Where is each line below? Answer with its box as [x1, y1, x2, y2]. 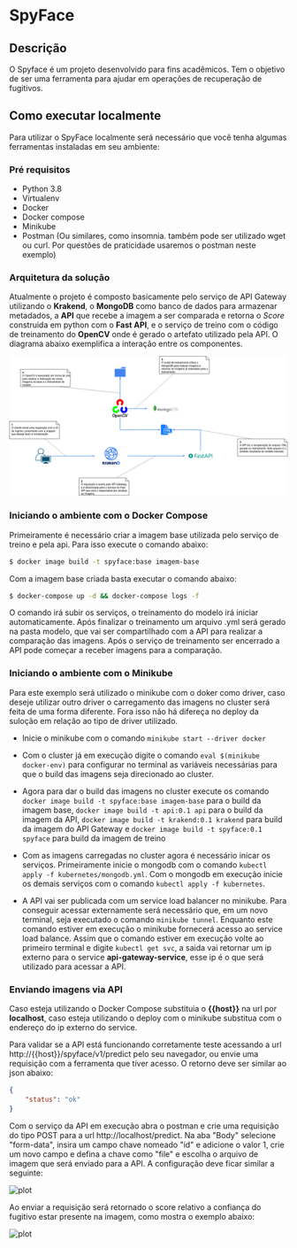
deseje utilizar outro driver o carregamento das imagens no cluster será [9, 697, 270, 707]
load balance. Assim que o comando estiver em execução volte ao [21, 933, 264, 944]
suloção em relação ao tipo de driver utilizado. [9, 715, 179, 726]
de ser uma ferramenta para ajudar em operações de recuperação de [9, 73, 263, 84]
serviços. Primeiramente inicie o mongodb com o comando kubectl [21, 859, 268, 870]
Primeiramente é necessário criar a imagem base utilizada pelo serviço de [9, 529, 279, 540]
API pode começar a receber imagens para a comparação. [9, 645, 223, 656]
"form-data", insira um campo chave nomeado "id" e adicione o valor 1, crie [9, 1139, 285, 1150]
